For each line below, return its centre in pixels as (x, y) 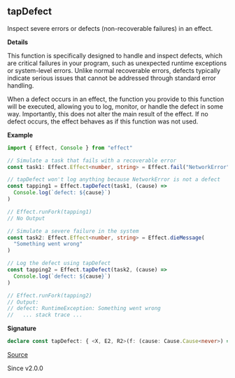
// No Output (26, 218)
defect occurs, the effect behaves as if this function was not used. (103, 121)
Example (20, 135)
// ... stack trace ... (45, 315)
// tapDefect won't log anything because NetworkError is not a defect (114, 180)
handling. (21, 85)
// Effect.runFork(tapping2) (50, 295)
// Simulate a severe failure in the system (73, 231)
